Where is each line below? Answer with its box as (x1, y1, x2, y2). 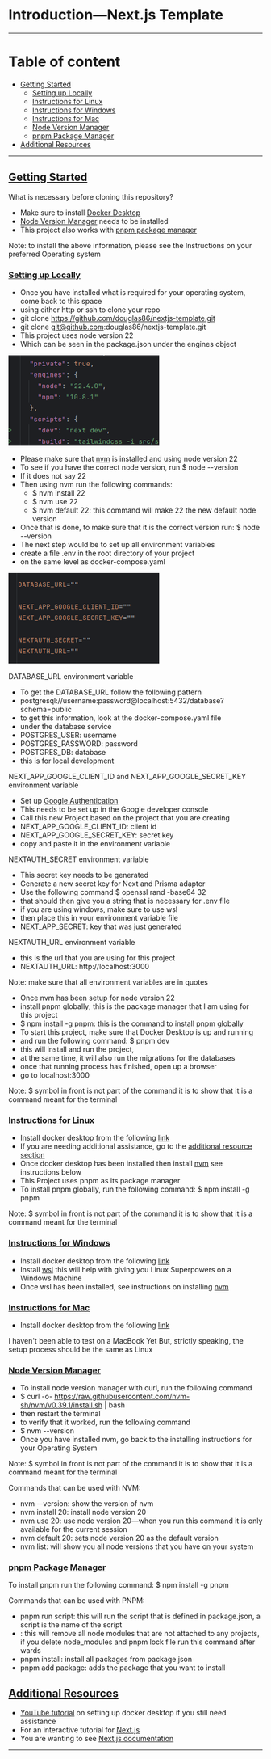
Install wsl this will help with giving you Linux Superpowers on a (19, 1264, 232, 1274)
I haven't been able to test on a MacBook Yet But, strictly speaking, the (8, 1335, 244, 1345)
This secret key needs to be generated (19, 870, 149, 879)
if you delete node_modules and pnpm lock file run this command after (19, 1637, 256, 1647)
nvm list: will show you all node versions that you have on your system (19, 1542, 254, 1551)
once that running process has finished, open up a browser (19, 1061, 217, 1071)
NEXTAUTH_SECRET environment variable (8, 854, 149, 864)
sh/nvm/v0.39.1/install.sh (19, 1400, 103, 1410)
